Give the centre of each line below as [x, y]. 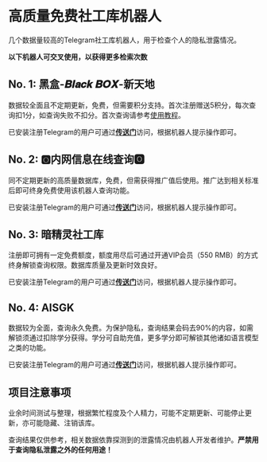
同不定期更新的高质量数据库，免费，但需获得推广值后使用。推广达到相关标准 [133, 180]
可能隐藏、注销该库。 [64, 423]
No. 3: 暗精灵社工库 [56, 235]
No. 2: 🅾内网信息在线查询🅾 [77, 160]
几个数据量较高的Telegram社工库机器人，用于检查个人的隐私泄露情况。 [124, 40]
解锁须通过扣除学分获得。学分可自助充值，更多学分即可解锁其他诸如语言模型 [133, 338]
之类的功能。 [29, 348]
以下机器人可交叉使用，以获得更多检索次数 [78, 57]
